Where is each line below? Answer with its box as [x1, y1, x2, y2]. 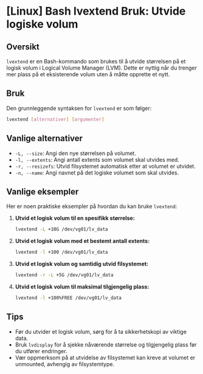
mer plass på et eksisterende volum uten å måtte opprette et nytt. [6, 71, 170, 77]
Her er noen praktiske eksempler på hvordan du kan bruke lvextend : [6, 203, 177, 210]
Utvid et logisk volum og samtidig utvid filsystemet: [15, 261, 149, 268]
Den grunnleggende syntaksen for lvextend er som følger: [6, 104, 152, 112]
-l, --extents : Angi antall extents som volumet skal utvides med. [15, 156, 179, 163]
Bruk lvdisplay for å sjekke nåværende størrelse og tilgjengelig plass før [15, 340, 198, 348]
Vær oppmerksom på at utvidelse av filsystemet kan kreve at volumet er [15, 354, 196, 361]
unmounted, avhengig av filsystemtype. [15, 360, 114, 367]
